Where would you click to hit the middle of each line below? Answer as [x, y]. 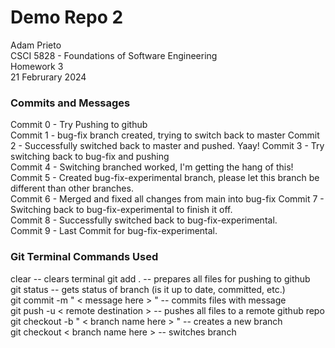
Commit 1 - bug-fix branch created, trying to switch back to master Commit [165, 135]
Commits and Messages [70, 103]
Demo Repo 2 [67, 17]
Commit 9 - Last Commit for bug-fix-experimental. [114, 231]
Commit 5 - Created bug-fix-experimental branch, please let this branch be [165, 178]
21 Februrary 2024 [48, 77]
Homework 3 [37, 66]
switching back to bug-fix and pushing [90, 157]
